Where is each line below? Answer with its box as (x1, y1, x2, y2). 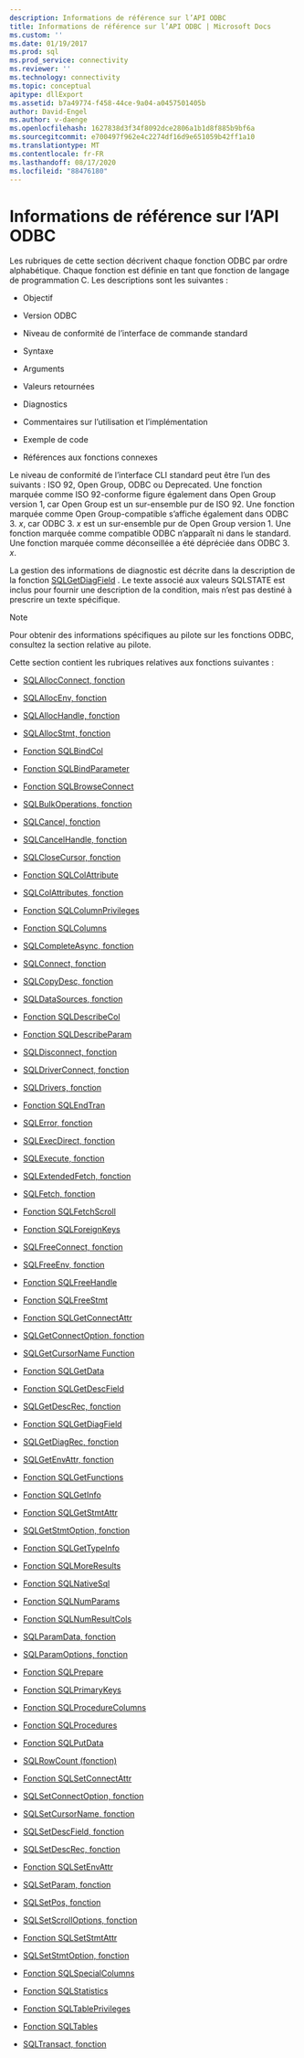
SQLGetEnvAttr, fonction (22, 1455, 114, 1466)
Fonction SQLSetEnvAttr (22, 1861, 114, 1872)
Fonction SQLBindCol (22, 746, 103, 757)
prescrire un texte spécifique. (9, 594, 121, 605)
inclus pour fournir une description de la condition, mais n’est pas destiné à (9, 584, 292, 595)
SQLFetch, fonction (22, 1189, 96, 1200)
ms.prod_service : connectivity (9, 56, 129, 65)
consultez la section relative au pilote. (9, 639, 152, 650)
